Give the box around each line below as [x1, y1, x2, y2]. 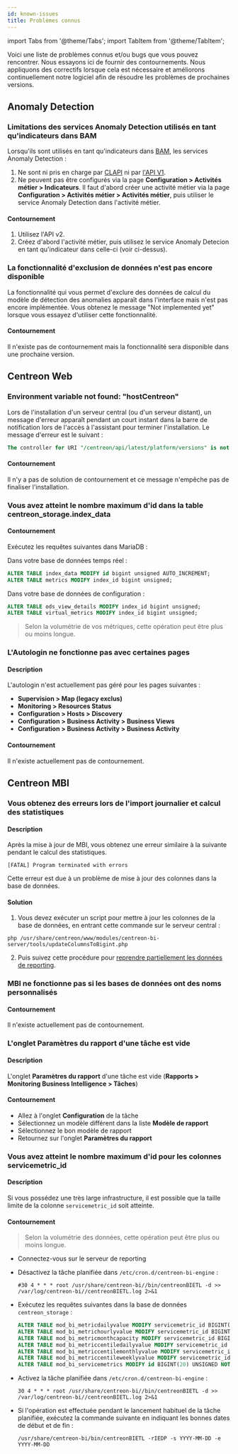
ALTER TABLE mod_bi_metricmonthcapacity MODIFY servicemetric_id [17, 1334, 215, 1342]
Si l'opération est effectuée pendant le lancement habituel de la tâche [17, 1407, 221, 1415]
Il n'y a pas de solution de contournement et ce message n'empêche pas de [7, 475, 229, 484]
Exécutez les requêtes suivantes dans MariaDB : [7, 543, 148, 551]
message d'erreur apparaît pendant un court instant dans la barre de [7, 415, 208, 424]
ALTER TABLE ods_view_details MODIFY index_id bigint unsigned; [7, 603, 201, 610]
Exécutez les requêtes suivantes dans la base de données [17, 1300, 188, 1309]
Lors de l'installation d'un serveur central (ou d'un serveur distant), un [7, 408, 212, 416]
